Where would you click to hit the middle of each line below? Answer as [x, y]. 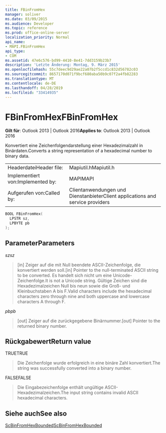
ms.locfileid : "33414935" [32, 93]
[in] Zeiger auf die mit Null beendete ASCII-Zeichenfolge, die [79, 265]
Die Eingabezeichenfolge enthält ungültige [60, 387]
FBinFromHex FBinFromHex [62, 117]
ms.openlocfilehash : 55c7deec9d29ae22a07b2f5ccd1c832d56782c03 [72, 70]
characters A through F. [41, 301]
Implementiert [24, 176]
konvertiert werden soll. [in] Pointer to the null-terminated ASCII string [88, 270]
